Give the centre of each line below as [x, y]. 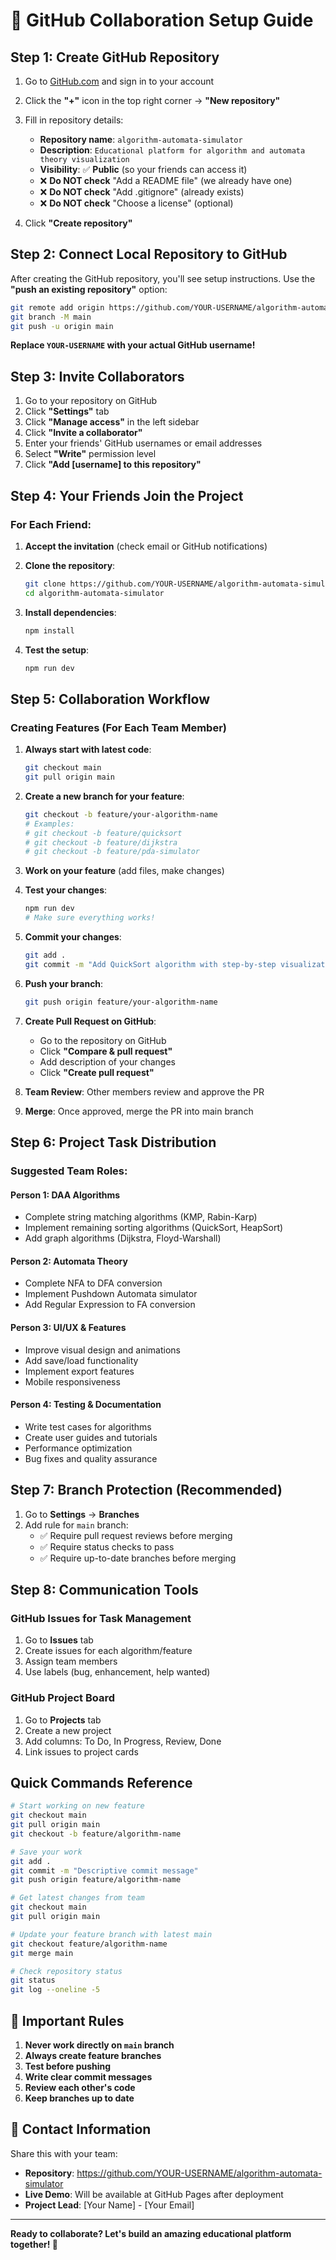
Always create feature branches [93, 2056]
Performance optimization [78, 1448]
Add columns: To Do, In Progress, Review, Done [123, 1741]
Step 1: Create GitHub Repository [115, 57]
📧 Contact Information [81, 2129]
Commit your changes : [73, 937]
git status [33, 1980]
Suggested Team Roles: [69, 1171]
